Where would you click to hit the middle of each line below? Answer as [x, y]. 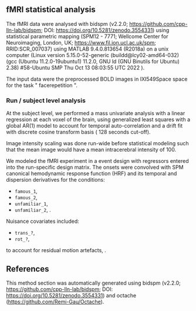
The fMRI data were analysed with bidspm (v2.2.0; [67, 24]
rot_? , [22, 239]
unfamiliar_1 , [31, 204]
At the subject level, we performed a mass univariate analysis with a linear [96, 113]
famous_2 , [26, 198]
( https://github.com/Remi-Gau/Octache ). [55, 302]
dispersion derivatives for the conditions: [56, 180]
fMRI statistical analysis [51, 10]
